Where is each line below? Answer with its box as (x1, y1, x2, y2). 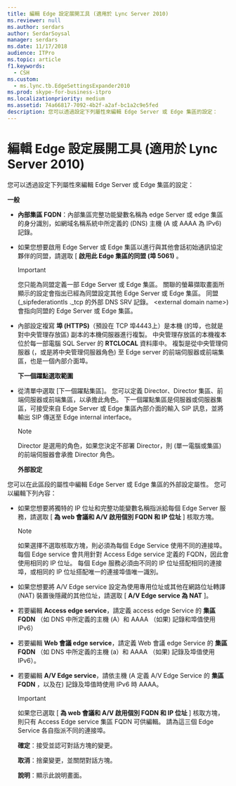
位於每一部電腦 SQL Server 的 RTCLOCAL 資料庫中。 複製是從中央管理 (17, 339, 222, 347)
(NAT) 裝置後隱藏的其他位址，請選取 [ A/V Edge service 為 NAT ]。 (17, 591, 213, 600)
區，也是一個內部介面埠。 (17, 356, 92, 365)
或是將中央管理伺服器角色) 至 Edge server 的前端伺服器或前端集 (39, 347, 225, 356)
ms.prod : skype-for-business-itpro (7, 89, 112, 96)
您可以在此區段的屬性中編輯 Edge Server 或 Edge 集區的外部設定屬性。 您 (7, 479, 221, 489)
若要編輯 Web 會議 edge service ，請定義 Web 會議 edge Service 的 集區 (17, 638, 228, 647)
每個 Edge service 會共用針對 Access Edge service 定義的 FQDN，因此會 (17, 550, 229, 558)
